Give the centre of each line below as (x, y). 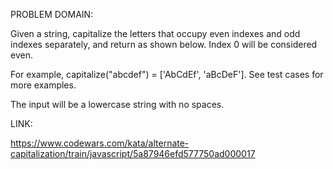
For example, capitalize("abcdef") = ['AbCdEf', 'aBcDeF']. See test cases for (167, 74)
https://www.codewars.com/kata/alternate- (100, 143)
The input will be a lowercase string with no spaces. (117, 104)
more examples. (43, 85)
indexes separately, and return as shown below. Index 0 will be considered (164, 44)
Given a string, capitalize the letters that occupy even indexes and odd (155, 33)
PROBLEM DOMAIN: (52, 14)
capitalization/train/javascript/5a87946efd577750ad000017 (133, 153)
